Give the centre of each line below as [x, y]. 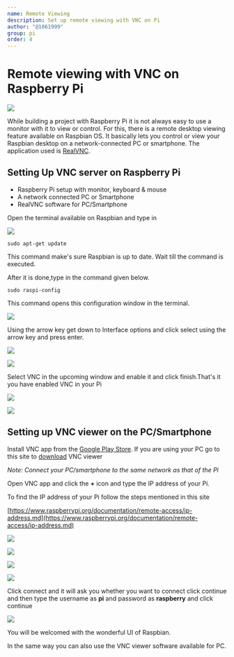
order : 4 [20, 40]
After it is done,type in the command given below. [78, 277]
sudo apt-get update [37, 244]
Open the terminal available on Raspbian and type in [82, 217]
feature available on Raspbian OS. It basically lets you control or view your [114, 136]
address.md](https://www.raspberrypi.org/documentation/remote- [103, 518]
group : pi [22, 33]
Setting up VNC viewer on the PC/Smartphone [110, 432]
